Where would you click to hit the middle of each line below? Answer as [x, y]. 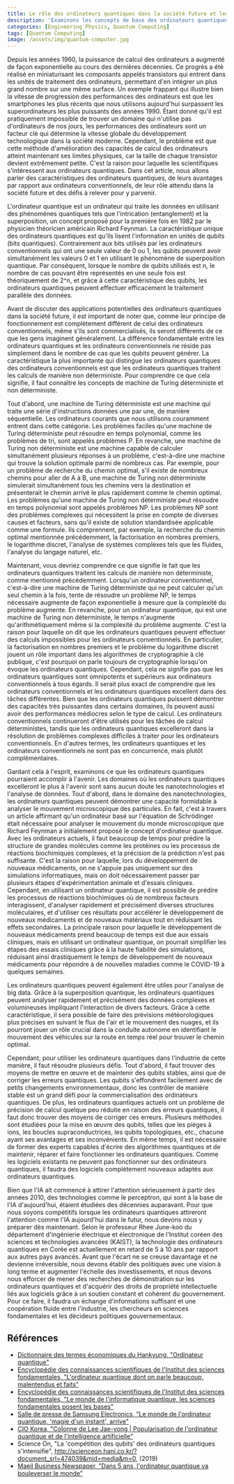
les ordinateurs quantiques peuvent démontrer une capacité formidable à [112, 801]
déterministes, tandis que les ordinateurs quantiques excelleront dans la [110, 729]
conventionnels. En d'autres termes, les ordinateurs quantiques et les [107, 743]
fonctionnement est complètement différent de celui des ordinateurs [105, 324]
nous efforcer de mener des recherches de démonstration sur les [101, 1279]
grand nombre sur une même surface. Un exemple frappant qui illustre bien [116, 89]
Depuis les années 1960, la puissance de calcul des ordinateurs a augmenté [116, 59]
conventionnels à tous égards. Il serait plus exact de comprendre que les [111, 684]
